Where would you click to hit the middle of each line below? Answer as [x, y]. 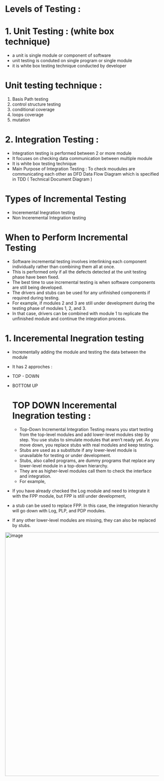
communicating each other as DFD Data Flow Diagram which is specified [85, 174]
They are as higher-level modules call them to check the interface [85, 471]
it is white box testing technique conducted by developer [69, 66]
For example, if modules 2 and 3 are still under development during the [83, 303]
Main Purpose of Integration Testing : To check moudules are [73, 169]
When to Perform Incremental [67, 238]
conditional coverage [33, 110]
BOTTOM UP [25, 386]
